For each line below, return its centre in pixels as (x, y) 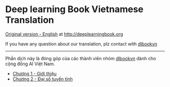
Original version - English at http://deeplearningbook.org (64, 34)
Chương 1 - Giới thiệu (34, 73)
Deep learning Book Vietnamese (74, 9)
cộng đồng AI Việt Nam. (30, 64)
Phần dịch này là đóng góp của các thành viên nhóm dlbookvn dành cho (81, 58)
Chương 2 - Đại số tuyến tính (43, 79)
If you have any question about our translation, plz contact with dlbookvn (81, 43)
